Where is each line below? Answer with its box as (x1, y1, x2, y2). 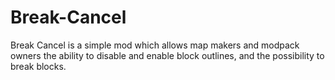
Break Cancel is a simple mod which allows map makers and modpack (10, 39, 300, 51)
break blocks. (10, 60, 67, 72)
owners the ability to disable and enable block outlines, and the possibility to (10, 49, 325, 61)
